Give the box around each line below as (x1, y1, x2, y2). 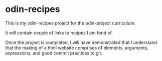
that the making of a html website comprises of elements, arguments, (5, 44, 149, 50)
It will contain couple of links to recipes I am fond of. (5, 29, 113, 35)
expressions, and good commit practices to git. (5, 50, 103, 56)
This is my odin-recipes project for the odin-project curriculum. (5, 20, 136, 26)
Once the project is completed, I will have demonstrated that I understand (5, 39, 157, 45)
